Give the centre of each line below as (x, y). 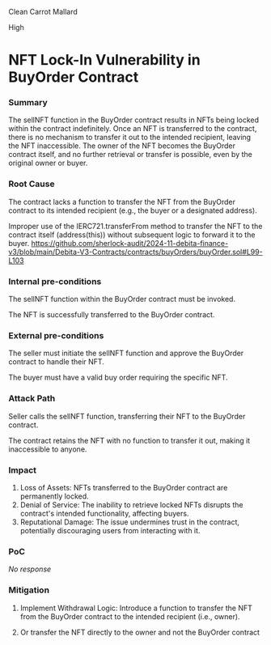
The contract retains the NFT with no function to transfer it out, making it (129, 440)
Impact (23, 470)
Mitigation (29, 590)
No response (30, 569)
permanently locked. (54, 496)
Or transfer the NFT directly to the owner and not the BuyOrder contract (140, 632)
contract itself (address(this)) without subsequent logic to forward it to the (132, 235)
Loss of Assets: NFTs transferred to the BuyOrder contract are (124, 487)
